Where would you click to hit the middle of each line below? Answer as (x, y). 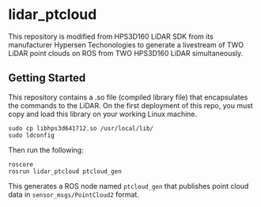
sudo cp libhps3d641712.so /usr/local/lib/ (81, 128)
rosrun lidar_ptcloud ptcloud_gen (65, 171)
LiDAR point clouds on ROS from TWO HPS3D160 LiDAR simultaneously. (126, 53)
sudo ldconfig (32, 135)
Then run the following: (46, 150)
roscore (21, 164)
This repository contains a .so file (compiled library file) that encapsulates (128, 97)
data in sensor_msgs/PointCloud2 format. (74, 194)
